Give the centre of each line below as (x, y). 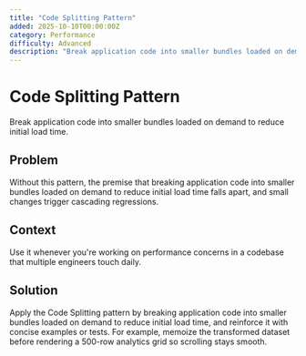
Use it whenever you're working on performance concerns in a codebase (147, 252)
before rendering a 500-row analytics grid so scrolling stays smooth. (138, 341)
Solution (34, 291)
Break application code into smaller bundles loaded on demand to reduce (147, 122)
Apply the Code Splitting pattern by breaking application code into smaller (148, 312)
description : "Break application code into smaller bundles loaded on (146, 52)
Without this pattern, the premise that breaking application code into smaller (152, 182)
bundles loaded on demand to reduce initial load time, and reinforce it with (149, 322)
